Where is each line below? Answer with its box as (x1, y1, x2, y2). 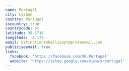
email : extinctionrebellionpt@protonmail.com (5, 40, 102, 45)
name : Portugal (5, 7, 37, 12)
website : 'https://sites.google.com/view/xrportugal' (10, 58, 125, 63)
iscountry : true (5, 21, 39, 26)
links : (5, 49, 19, 54)
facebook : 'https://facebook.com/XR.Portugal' (10, 53, 109, 59)
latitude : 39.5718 (5, 30, 44, 35)
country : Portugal (5, 16, 44, 21)
